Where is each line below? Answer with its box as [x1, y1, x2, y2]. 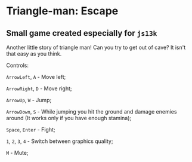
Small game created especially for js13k [6, 28, 157, 38]
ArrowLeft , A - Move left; [6, 74, 66, 80]
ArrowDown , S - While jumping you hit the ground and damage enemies [6, 108, 177, 115]
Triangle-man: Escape [6, 4, 119, 18]
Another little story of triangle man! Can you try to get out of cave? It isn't [6, 44, 186, 51]
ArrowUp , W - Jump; [6, 97, 52, 103]
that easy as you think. [6, 50, 62, 57]
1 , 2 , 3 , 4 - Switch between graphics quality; [6, 137, 113, 145]
